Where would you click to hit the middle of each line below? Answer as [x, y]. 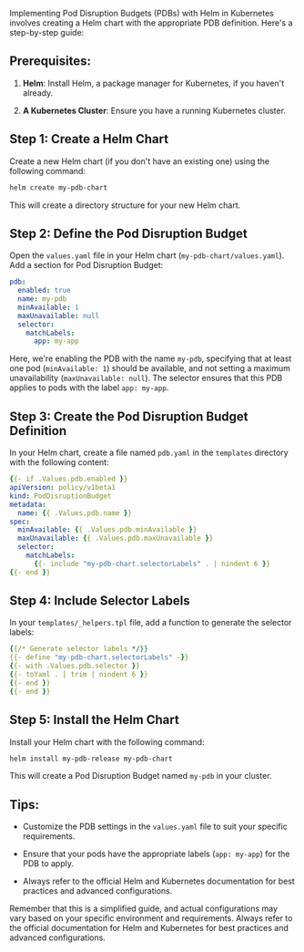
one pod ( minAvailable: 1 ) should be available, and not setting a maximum [150, 368]
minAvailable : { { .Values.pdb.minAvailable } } [107, 530]
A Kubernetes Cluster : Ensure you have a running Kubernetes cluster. [154, 110]
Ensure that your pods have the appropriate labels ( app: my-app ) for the [156, 854]
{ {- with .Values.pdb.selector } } [75, 666]
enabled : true [44, 291]
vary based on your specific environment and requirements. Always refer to [151, 918]
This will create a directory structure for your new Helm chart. [125, 205]
